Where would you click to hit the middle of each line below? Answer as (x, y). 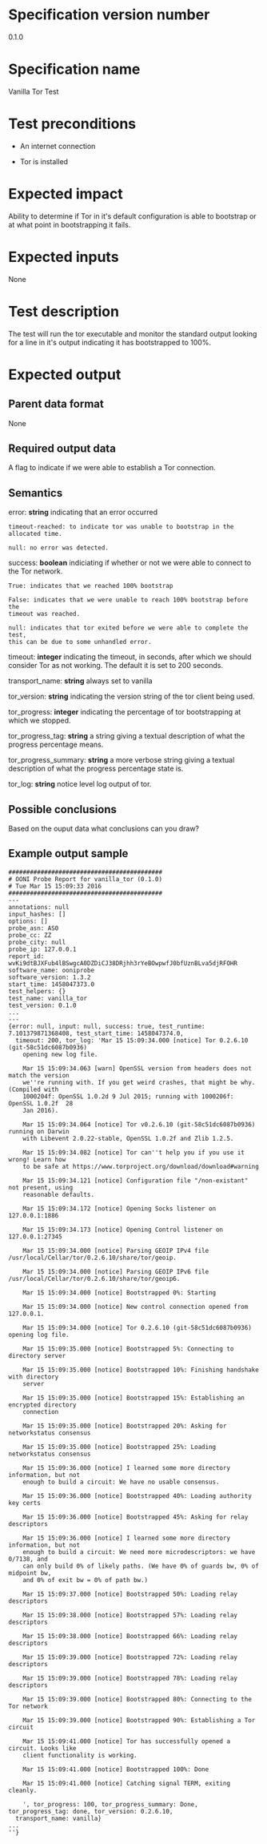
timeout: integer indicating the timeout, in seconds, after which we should (130, 657)
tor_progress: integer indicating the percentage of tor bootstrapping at (125, 712)
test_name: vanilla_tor (48, 998)
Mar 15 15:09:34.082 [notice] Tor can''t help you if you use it (134, 1152)
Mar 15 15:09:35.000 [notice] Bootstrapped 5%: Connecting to (128, 1349)
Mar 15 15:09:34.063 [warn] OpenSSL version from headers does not (137, 1068)
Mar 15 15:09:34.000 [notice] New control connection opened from (135, 1307)
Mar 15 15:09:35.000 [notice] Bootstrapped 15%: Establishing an (134, 1398)
